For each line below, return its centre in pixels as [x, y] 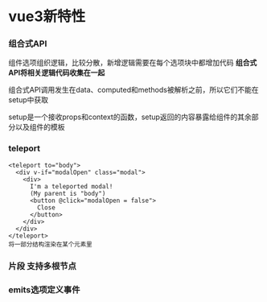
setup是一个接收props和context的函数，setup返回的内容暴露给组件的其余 [130, 117]
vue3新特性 [47, 17]
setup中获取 [28, 100]
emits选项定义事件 [44, 289]
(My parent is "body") [68, 193]
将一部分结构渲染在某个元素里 [50, 244]
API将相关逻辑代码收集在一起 [57, 72]
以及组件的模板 [40, 127]
